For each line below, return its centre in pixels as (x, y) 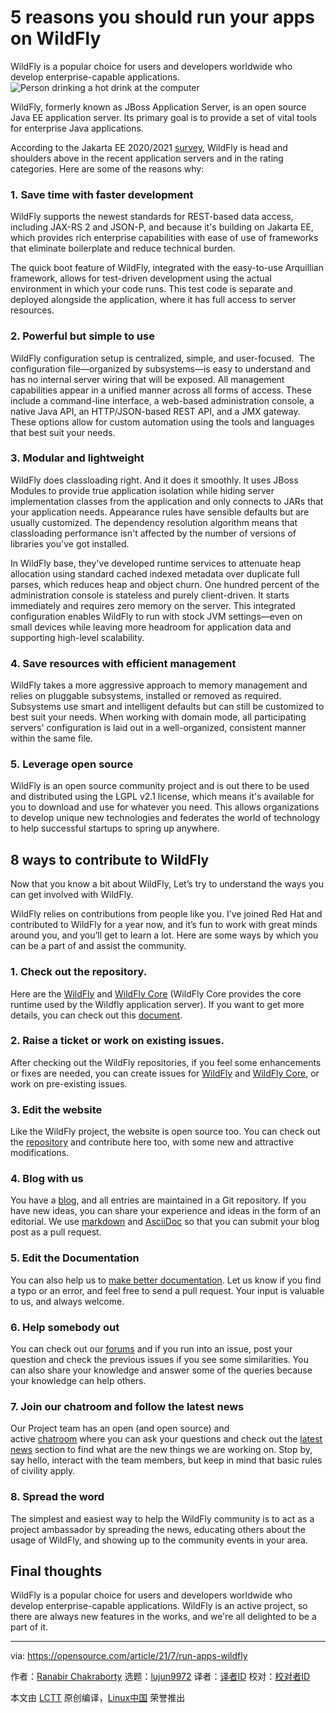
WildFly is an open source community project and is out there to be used (160, 786)
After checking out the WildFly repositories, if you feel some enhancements (166, 1062)
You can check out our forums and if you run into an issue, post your (151, 1349)
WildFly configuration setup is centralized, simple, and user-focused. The (162, 358)
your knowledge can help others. (78, 1381)
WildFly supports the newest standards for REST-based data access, (152, 217)
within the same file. (52, 738)
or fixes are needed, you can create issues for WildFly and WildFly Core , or (165, 1073)
